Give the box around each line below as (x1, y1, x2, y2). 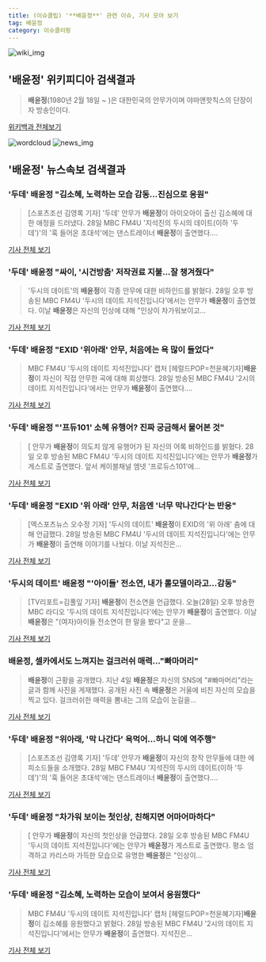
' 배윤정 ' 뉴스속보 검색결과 (8, 163, 126, 177)
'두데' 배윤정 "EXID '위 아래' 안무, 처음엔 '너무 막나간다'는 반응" (8, 500, 237, 511)
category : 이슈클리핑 (8, 26, 71, 34)
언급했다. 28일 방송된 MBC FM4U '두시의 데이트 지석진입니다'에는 (36, 530, 241, 539)
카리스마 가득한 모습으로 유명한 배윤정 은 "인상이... (48, 850, 203, 860)
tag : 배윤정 (8, 19, 43, 27)
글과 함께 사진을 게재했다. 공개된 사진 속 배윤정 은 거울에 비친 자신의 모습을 (27, 685, 256, 694)
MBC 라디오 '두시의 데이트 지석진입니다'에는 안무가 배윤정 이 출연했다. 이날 (27, 607, 257, 617)
